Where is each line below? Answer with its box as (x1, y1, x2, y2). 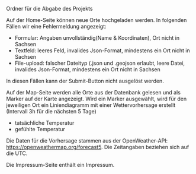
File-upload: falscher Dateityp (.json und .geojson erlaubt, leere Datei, (14, 59, 185, 67)
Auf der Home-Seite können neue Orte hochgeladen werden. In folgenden (6, 17, 187, 23)
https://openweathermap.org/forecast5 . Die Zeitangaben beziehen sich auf (6, 144, 189, 150)
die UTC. (6, 150, 28, 157)
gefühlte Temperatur (14, 126, 65, 132)
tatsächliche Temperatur (14, 119, 75, 126)
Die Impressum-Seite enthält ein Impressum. (6, 162, 115, 168)
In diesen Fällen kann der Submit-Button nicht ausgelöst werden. (6, 77, 164, 84)
